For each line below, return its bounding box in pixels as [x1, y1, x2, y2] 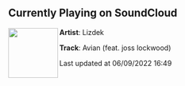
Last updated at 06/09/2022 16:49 [59, 58, 172, 68]
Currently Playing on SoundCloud [8, 6, 178, 20]
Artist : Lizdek [59, 27, 105, 37]
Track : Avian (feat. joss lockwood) [59, 43, 172, 53]
